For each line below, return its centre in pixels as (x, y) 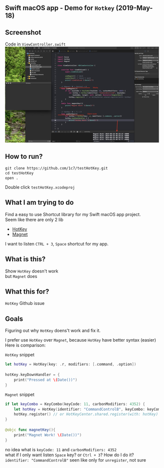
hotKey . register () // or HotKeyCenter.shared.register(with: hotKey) (86, 414)
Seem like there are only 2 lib (34, 220)
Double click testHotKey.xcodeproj (40, 187)
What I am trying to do (40, 203)
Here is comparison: (25, 345)
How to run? (24, 156)
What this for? (27, 292)
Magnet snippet (20, 394)
